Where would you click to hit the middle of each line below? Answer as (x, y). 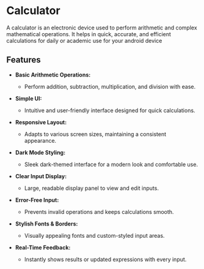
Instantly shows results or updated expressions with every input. (105, 259)
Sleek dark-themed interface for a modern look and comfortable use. (111, 164)
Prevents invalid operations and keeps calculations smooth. (99, 211)
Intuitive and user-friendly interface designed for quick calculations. (110, 110)
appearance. (40, 140)
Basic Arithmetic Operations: (53, 75)
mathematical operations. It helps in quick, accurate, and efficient (89, 34)
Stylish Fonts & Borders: (46, 224)
